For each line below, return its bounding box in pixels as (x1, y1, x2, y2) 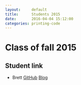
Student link (5, 61, 43, 70)
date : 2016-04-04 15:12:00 (5, 16, 74, 21)
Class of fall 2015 (5, 42, 77, 53)
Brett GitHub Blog (12, 75, 48, 81)
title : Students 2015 (5, 12, 60, 17)
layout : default (5, 7, 48, 12)
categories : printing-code (5, 21, 60, 26)
